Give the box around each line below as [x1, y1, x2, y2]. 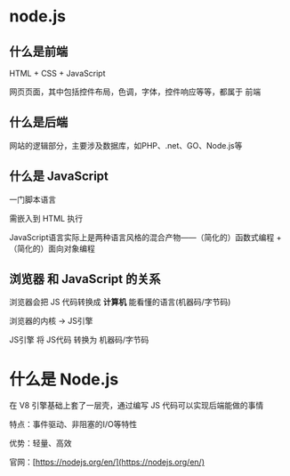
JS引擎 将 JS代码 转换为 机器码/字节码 [9, 335, 149, 345]
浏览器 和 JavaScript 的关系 [9, 271, 161, 286]
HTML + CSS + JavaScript [9, 69, 106, 78]
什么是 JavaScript [9, 169, 109, 184]
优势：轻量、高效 [9, 438, 72, 448]
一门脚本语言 [9, 194, 56, 205]
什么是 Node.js [9, 369, 119, 389]
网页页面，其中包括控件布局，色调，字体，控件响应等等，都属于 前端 [9, 86, 261, 97]
